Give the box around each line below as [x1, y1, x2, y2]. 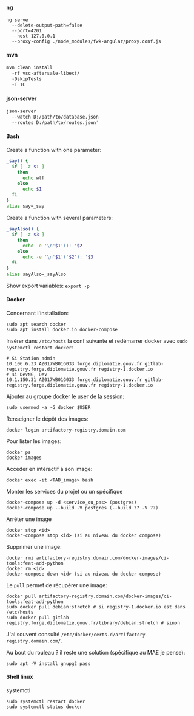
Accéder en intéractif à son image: [6, 465, 93, 472]
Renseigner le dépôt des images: [6, 415, 89, 422]
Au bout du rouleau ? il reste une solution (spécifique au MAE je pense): [6, 649, 186, 656]
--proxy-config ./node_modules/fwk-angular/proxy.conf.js [12, 38, 162, 44]
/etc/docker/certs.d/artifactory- [61, 632, 149, 638]
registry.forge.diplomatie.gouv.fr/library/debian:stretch [6, 619, 159, 626]
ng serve [6, 17, 28, 23]
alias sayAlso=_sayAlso [6, 271, 67, 277]
